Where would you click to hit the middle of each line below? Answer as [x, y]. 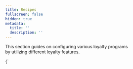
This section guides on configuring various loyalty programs [66, 47]
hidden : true [19, 19]
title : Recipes [21, 10]
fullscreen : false [24, 14]
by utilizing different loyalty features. [43, 52]
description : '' [26, 33]
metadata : [15, 23]
